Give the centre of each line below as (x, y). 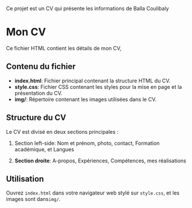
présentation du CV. (38, 93)
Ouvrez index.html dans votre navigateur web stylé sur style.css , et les (93, 193)
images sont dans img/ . (33, 199)
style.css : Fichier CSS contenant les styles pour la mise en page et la (98, 86)
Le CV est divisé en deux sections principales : (62, 131)
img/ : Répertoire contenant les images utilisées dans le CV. (85, 99)
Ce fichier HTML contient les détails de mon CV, (64, 48)
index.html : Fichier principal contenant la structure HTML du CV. (92, 81)
